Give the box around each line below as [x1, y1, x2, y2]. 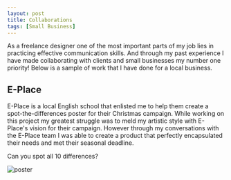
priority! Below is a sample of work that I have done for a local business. [7, 63, 212, 72]
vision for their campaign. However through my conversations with [29, 124, 219, 132]
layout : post [7, 10, 45, 17]
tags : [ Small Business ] [7, 23, 76, 30]
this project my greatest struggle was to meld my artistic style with [7, 117, 197, 125]
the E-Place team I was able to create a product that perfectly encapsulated [7, 132, 223, 140]
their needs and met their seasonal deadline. [7, 139, 134, 147]
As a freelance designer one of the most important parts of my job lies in [7, 42, 214, 50]
